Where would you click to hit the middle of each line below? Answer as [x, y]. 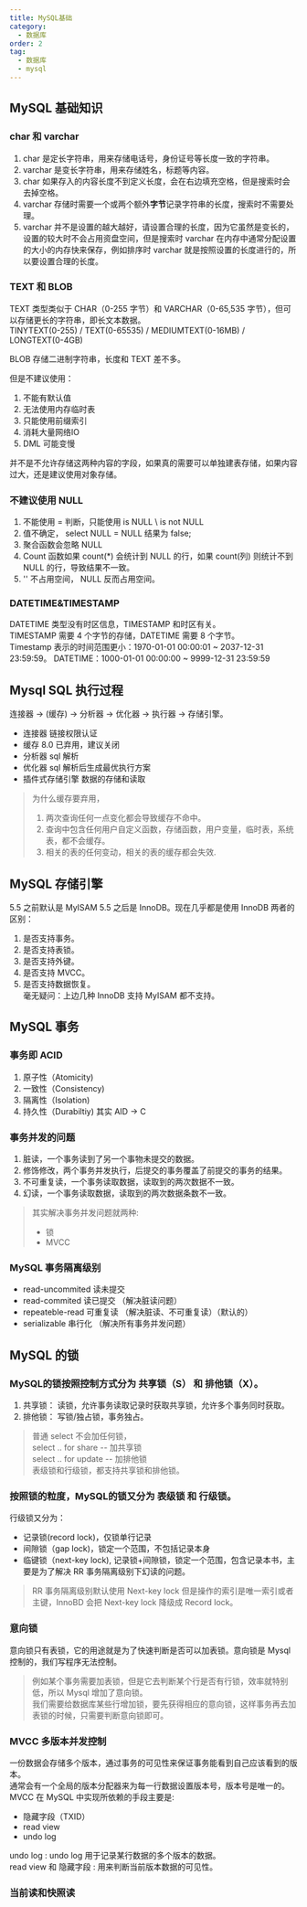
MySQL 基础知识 [56, 108]
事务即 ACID [36, 1055]
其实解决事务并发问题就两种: [85, 1213]
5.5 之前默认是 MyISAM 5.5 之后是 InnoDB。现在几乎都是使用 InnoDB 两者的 [152, 908]
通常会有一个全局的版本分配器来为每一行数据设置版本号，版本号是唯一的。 [149, 1785]
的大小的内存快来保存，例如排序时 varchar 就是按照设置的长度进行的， [155, 250]
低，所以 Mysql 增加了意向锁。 [90, 1692]
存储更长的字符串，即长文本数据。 [81, 320]
